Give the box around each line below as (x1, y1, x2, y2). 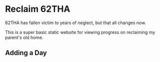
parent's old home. (5, 34, 43, 40)
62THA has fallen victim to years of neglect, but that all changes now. (5, 20, 146, 26)
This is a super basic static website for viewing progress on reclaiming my (5, 29, 156, 35)
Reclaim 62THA (5, 3, 70, 15)
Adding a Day (5, 49, 47, 57)
